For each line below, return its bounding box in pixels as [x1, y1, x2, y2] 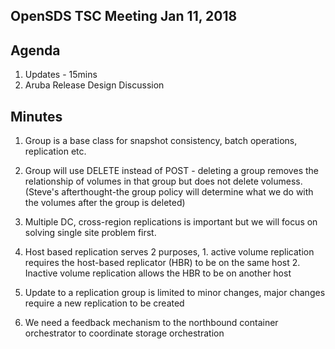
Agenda [10, 42, 61, 59]
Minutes [10, 108, 63, 125]
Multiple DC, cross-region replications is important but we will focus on [24, 216, 318, 228]
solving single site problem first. [24, 227, 157, 239]
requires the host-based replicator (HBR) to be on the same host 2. [24, 257, 301, 269]
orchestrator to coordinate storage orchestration [24, 327, 225, 339]
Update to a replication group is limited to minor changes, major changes [24, 287, 326, 299]
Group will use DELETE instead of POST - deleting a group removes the [24, 165, 319, 177]
